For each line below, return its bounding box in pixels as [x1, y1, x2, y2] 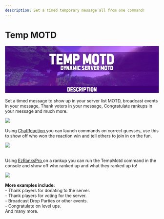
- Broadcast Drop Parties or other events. [5, 198, 88, 203]
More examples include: [5, 182, 55, 188]
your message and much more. [5, 108, 68, 114]
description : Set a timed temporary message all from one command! [5, 8, 145, 13]
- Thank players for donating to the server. [5, 187, 90, 193]
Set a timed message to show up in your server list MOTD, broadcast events [5, 98, 158, 103]
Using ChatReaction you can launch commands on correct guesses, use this [5, 127, 159, 134]
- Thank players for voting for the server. [5, 193, 87, 199]
